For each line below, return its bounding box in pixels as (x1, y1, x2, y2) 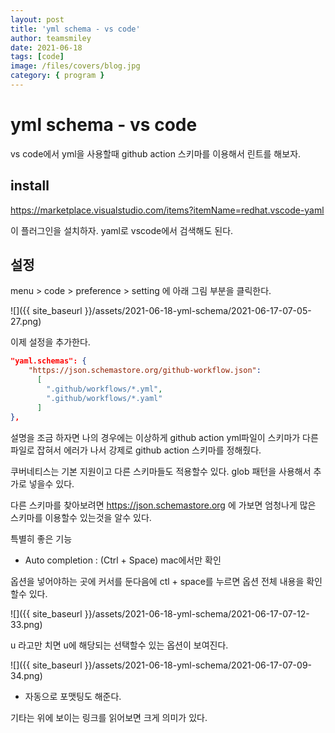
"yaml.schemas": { (10, 356, 87, 366)
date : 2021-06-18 (10, 42, 83, 53)
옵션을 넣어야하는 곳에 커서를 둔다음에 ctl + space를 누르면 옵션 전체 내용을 (10, 575, 305, 587)
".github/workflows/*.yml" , (46, 384, 163, 395)
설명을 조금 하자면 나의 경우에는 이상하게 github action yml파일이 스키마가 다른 (10, 431, 319, 443)
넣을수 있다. (28, 477, 75, 490)
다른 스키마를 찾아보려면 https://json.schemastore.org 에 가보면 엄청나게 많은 (10, 499, 317, 511)
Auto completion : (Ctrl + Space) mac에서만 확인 (24, 554, 222, 566)
